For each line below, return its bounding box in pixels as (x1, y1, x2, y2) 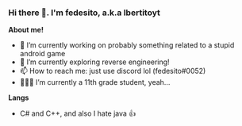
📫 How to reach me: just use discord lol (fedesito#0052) (19, 67, 206, 76)
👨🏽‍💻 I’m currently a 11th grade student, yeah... (19, 78, 171, 87)
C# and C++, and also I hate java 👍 (19, 109, 136, 118)
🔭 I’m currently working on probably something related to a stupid (19, 40, 235, 50)
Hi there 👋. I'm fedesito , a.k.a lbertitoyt (8, 7, 161, 18)
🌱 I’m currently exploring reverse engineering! (19, 57, 170, 67)
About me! (8, 25, 44, 35)
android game (19, 49, 66, 59)
